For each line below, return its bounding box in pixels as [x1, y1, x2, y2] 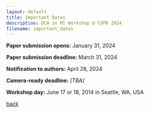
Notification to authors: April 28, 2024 [6, 66, 103, 73]
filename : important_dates [6, 25, 74, 32]
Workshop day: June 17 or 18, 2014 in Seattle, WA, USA [6, 88, 144, 96]
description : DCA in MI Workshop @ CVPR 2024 [6, 20, 122, 26]
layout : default [6, 8, 47, 15]
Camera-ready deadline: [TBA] [6, 77, 85, 84]
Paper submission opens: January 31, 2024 [6, 42, 116, 49]
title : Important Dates [6, 14, 66, 20]
